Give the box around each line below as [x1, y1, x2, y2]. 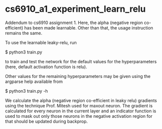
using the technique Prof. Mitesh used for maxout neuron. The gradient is [5, 103, 153, 108]
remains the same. [5, 30, 43, 36]
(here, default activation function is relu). [5, 64, 87, 70]
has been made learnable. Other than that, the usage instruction [24, 25, 153, 30]
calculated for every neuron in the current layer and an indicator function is [5, 108, 157, 114]
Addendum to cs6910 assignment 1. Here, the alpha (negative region [5, 20, 143, 26]
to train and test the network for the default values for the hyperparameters [5, 58, 157, 64]
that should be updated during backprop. [5, 118, 88, 124]
